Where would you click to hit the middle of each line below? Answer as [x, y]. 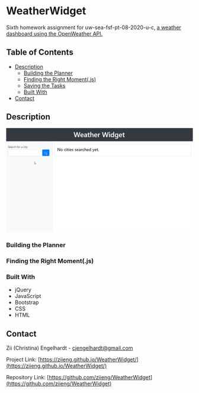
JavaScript [28, 296]
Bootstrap [27, 302]
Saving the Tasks [44, 85]
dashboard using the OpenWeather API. [54, 33]
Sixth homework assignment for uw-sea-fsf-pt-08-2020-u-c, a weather [94, 27]
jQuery [23, 290]
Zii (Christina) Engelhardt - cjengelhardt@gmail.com [70, 348]
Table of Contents [40, 53]
